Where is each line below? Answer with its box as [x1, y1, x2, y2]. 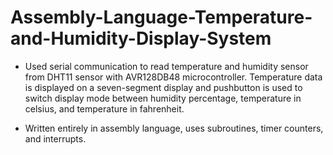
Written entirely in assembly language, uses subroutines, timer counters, [24, 122, 324, 134]
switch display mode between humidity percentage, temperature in [24, 92, 302, 104]
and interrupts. [24, 132, 87, 145]
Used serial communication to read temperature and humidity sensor [24, 60, 309, 72]
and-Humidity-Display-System [10, 27, 272, 50]
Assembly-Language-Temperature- [10, 6, 313, 29]
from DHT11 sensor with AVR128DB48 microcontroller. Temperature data [24, 71, 323, 83]
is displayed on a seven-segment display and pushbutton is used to [24, 81, 303, 93]
